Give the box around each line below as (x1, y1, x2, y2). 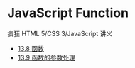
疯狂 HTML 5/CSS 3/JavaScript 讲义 (7, 29, 113, 38)
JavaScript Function (7, 5, 129, 21)
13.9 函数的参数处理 (17, 53, 76, 62)
